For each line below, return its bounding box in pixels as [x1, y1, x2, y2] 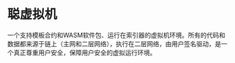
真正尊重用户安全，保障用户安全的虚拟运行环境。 [13, 48, 156, 57]
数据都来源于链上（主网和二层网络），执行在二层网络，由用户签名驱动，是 [7, 39, 222, 48]
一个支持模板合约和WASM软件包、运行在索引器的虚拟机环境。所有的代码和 [7, 31, 226, 39]
